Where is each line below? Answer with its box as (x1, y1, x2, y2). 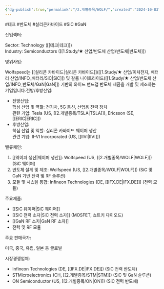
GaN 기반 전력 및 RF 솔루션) (12, 172, 66, 179)
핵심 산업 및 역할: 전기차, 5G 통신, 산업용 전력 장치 (12, 104, 107, 110)
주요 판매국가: (5, 235, 32, 241)
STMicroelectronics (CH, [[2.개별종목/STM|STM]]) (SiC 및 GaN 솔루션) (12, 272, 152, 278)
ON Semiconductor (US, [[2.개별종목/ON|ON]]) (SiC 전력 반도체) (12, 278, 139, 284)
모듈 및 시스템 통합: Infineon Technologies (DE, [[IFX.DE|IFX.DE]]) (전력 (12, 179, 152, 185)
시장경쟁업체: (5, 255, 30, 261)
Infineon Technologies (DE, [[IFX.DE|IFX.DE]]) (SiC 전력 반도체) (12, 265, 138, 272)
